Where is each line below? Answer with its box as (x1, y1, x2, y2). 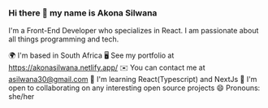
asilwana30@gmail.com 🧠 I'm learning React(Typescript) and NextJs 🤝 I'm (8, 75, 257, 84)
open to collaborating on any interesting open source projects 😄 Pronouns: (8, 83, 261, 93)
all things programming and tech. (8, 34, 119, 44)
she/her (8, 92, 35, 102)
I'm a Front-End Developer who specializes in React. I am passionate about (8, 26, 259, 36)
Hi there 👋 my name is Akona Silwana (8, 7, 158, 19)
